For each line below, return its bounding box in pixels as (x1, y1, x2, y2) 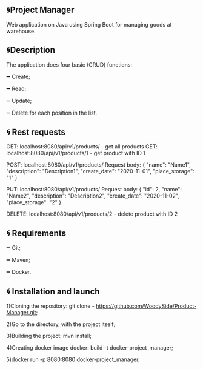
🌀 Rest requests (6, 127, 65, 138)
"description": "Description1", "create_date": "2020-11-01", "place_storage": (6, 168, 195, 175)
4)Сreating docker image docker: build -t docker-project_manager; (6, 344, 174, 351)
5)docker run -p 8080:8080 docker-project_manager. (6, 356, 140, 363)
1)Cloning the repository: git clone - (6, 302, 95, 310)
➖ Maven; (6, 256, 31, 264)
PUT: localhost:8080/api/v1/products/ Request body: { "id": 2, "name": (6, 186, 182, 193)
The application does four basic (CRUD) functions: (6, 61, 132, 68)
